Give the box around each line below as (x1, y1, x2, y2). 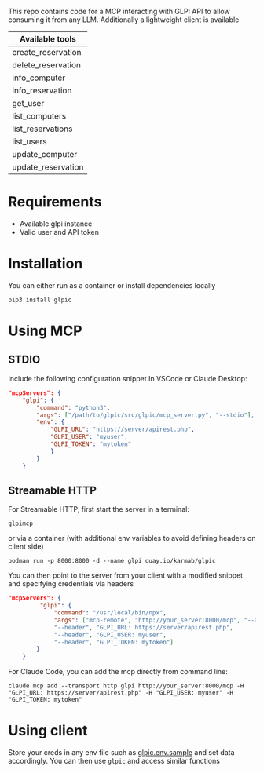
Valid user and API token (19, 227, 100, 236)
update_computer (12, 149, 78, 159)
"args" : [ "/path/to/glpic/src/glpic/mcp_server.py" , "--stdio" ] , (36, 411, 255, 419)
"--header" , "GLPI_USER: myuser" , (53, 631, 167, 639)
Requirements (8, 193, 102, 211)
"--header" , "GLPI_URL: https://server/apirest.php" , (53, 623, 234, 631)
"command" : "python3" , (36, 403, 111, 411)
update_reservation (12, 162, 84, 172)
